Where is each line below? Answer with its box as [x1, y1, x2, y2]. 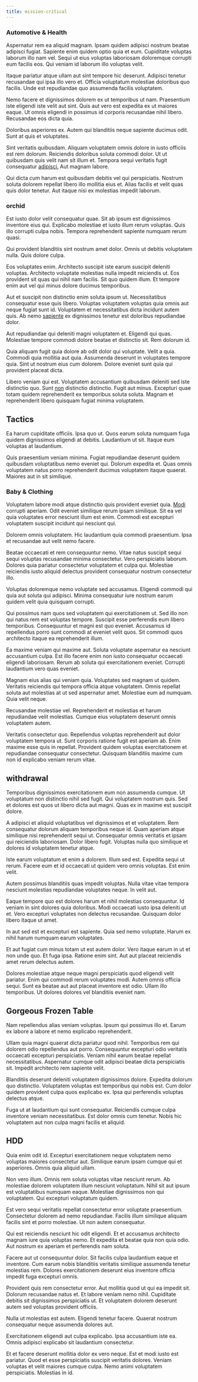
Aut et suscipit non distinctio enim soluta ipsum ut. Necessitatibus [6, 293, 167, 301]
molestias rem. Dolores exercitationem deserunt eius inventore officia [6, 1267, 176, 1274]
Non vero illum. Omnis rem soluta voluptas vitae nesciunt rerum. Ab [6, 1176, 170, 1183]
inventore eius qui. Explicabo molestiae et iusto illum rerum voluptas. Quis [6, 221, 186, 228]
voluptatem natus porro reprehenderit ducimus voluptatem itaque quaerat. [6, 467, 187, 474]
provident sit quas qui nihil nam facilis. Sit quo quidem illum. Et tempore [6, 276, 180, 283]
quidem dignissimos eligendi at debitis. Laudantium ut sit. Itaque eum [6, 436, 175, 444]
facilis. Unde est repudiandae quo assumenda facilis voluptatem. [6, 84, 164, 92]
